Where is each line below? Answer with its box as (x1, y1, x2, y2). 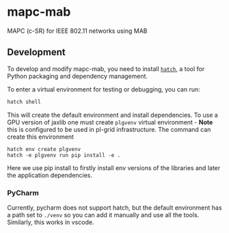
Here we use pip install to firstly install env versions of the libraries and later (7, 163, 221, 172)
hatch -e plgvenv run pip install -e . (7, 152, 121, 159)
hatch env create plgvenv (7, 146, 81, 152)
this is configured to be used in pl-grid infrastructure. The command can (7, 125, 211, 133)
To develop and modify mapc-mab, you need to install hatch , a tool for (7, 64, 205, 72)
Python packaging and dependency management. (7, 72, 148, 80)
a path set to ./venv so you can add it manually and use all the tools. (7, 210, 200, 219)
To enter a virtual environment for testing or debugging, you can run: (7, 85, 200, 93)
